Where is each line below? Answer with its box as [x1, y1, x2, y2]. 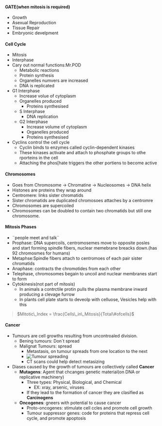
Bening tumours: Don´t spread [19, 338, 80, 344]
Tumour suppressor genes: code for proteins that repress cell [26, 410, 149, 416]
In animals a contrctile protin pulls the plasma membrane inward [19, 286, 147, 292]
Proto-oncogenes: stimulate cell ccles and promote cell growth [26, 405, 152, 411]
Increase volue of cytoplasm [19, 93, 76, 99]
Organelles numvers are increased [19, 78, 88, 83]
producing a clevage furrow [19, 291, 75, 297]
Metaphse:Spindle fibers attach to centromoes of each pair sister [12, 255, 143, 261]
